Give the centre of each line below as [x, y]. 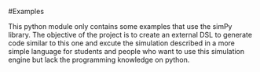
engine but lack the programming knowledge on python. [99, 59]
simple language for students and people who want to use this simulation [126, 51]
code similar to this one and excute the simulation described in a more [122, 43]
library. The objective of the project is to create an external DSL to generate [130, 35]
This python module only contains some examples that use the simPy [120, 26]
